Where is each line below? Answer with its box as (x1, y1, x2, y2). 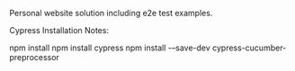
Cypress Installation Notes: (9, 25, 110, 35)
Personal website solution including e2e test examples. (9, 8, 213, 18)
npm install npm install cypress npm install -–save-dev (9, 42, 211, 53)
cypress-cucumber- (212, 42, 287, 53)
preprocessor (9, 52, 60, 62)
